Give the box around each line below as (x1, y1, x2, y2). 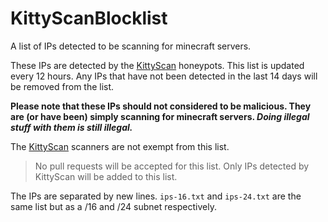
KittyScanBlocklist (10, 7, 168, 30)
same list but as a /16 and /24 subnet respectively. (10, 200, 217, 212)
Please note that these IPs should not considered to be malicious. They (10, 100, 312, 112)
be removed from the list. (10, 80, 115, 92)
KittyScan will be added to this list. (34, 170, 178, 182)
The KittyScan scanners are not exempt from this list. (10, 140, 230, 152)
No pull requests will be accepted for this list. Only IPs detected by (34, 160, 310, 172)
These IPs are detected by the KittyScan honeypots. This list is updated (10, 59, 305, 71)
